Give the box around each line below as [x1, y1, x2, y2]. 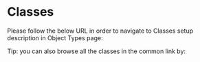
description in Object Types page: [7, 33, 103, 42]
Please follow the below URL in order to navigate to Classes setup [7, 27, 194, 35]
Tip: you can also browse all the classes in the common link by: [7, 47, 186, 55]
